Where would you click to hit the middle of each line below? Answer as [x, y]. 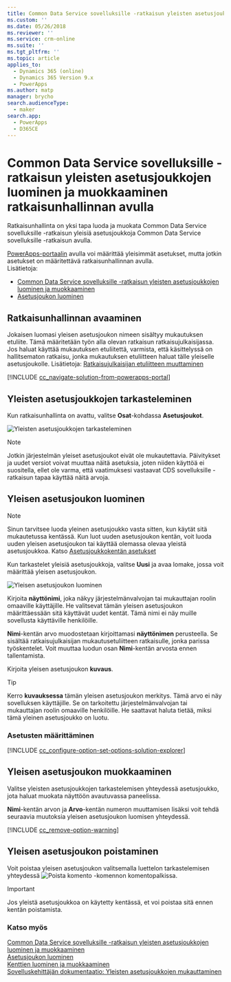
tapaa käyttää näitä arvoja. [72, 477]
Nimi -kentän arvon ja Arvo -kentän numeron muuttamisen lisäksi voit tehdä [113, 809]
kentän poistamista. [35, 909]
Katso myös [27, 927]
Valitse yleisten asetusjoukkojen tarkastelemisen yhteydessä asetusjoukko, [113, 788]
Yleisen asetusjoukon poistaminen [83, 852]
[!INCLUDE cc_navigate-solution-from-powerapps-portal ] [89, 377]
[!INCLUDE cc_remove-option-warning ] [63, 830]
